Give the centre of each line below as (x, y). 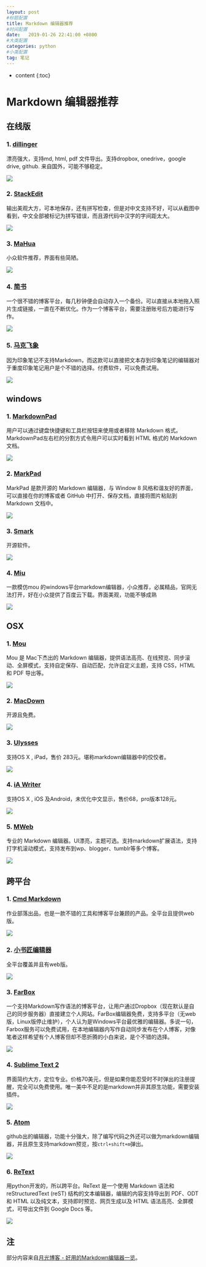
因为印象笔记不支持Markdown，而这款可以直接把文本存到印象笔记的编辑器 (100, 360)
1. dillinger (22, 144)
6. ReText (21, 1172)
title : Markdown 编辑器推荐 (40, 23)
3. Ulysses (22, 743)
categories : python (31, 47)
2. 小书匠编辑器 (29, 949)
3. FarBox (21, 992)
